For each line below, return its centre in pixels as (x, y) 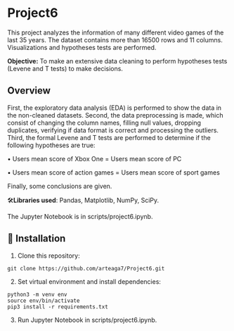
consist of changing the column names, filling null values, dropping (104, 123)
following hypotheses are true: (51, 145)
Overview (29, 90)
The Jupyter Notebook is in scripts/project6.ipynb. (80, 216)
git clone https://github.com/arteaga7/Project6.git (86, 268)
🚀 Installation (37, 238)
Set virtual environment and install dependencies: (89, 281)
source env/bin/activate (44, 301)
